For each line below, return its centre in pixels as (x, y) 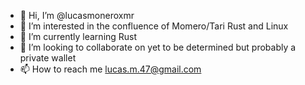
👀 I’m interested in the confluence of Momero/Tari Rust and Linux (154, 26)
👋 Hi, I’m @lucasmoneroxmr (77, 15)
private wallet (48, 58)
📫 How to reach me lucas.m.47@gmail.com (110, 69)
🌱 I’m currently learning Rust (78, 36)
